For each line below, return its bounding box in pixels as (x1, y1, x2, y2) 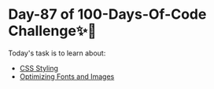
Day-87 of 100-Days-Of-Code (8, 5, 207, 23)
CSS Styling (19, 63, 59, 73)
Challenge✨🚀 (8, 22, 97, 40)
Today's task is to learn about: (8, 48, 106, 58)
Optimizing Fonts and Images (19, 72, 115, 81)
